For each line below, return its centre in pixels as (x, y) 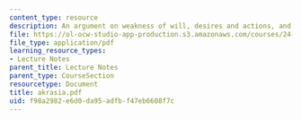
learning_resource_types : (58, 51)
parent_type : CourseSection (62, 76)
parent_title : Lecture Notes (64, 68)
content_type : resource (54, 17)
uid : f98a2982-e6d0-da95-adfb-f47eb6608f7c (92, 101)
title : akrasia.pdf (46, 92)
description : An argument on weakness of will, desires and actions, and (151, 26)
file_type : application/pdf (62, 42)
